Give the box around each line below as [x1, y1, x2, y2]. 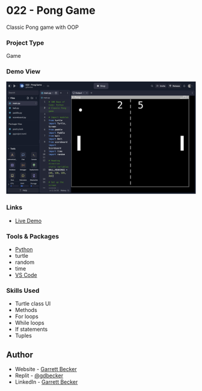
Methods [14, 307, 37, 314]
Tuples [14, 332, 32, 339]
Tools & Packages [6, 232, 59, 240]
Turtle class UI [14, 300, 51, 307]
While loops [14, 319, 44, 327]
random [14, 258, 35, 266]
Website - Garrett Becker [14, 365, 77, 372]
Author [6, 349, 33, 360]
